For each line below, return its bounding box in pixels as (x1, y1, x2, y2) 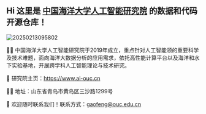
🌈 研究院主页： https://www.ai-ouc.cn (6, 74, 101, 82)
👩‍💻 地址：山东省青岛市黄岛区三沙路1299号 (6, 87, 113, 94)
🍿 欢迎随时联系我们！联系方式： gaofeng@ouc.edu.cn (6, 100, 142, 108)
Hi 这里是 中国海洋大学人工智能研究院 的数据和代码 (6, 5, 198, 16)
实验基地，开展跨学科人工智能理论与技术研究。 (11, 62, 130, 69)
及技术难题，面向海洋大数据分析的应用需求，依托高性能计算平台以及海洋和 (6, 54, 194, 61)
